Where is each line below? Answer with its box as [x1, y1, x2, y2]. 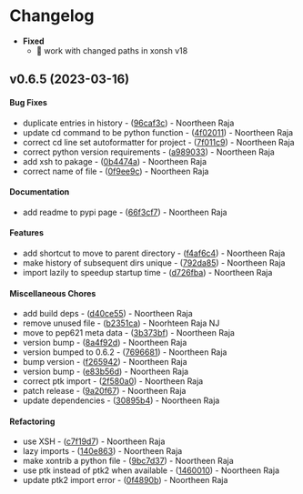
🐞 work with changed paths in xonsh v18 [35, 45, 188, 55]
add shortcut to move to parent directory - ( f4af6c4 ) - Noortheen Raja [22, 247, 286, 258]
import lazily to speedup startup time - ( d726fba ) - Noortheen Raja [22, 267, 273, 277]
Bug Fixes [9, 96, 48, 107]
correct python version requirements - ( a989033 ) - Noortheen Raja [22, 146, 275, 157]
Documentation [9, 187, 70, 197]
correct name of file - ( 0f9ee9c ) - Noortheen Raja [22, 166, 209, 176]
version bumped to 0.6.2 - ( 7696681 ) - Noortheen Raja [22, 347, 227, 358]
